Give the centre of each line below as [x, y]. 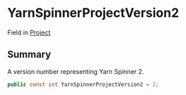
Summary [29, 55]
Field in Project [29, 32]
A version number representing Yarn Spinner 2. [76, 71]
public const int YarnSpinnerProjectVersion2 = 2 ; [83, 84]
